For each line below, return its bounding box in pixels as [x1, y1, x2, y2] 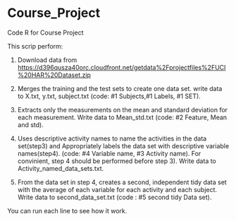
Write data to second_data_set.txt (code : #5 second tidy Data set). [17, 193, 212, 201]
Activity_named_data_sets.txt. [17, 164, 104, 172]
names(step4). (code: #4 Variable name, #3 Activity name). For [17, 149, 201, 157]
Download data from [17, 55, 77, 64]
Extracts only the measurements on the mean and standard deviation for [17, 105, 228, 114]
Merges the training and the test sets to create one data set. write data [17, 84, 223, 92]
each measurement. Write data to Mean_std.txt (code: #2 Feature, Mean [17, 113, 228, 121]
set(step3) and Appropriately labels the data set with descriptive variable [17, 141, 230, 150]
